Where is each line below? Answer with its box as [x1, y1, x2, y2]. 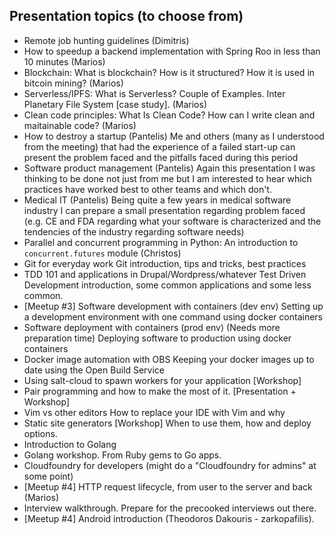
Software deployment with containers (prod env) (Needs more [23, 321, 281, 333]
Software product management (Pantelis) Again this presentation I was [23, 162, 316, 174]
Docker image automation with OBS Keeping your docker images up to [23, 353, 315, 365]
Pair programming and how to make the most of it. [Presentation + [23, 385, 297, 397]
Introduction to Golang [23, 438, 117, 450]
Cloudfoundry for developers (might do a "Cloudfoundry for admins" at [23, 459, 317, 471]
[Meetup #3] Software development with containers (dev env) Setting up [23, 300, 324, 312]
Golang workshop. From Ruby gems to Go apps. [23, 449, 222, 461]
